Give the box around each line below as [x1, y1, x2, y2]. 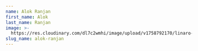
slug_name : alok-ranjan [5, 36, 64, 42]
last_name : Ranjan [5, 19, 51, 25]
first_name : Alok [5, 14, 48, 20]
